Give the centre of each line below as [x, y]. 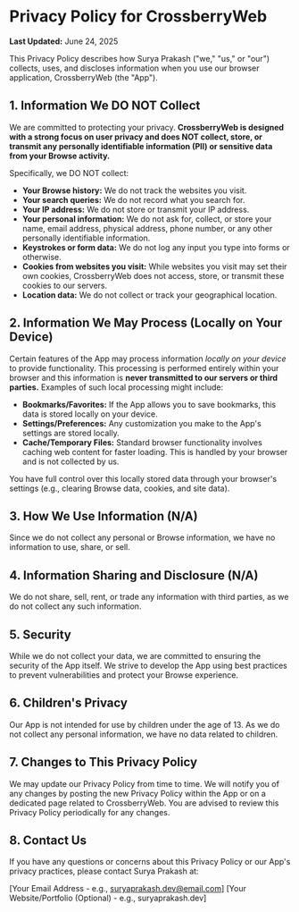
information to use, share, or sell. [70, 547]
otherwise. [42, 257]
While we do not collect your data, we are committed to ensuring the [135, 656]
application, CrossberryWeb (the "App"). [83, 77]
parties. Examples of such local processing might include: [116, 387]
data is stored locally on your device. [90, 414]
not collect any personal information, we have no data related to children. [144, 734]
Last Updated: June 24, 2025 [64, 41]
